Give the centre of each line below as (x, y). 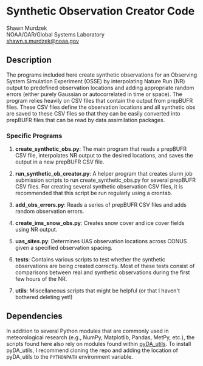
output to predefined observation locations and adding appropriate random (100, 88)
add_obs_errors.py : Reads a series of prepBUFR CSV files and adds (101, 205)
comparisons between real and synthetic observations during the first (102, 272)
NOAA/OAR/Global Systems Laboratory (56, 34)
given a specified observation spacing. (64, 248)
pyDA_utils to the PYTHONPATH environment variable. (70, 356)
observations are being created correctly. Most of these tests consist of (105, 266)
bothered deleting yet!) (44, 297)
